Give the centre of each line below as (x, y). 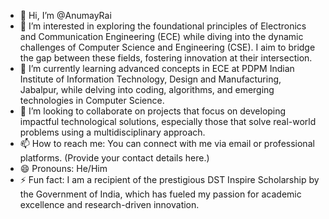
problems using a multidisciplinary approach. (112, 132)
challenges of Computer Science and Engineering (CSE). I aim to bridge (167, 47)
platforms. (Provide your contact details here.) (114, 158)
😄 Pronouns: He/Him (63, 168)
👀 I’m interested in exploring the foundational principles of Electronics (163, 26)
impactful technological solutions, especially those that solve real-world (168, 121)
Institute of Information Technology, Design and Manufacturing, (150, 79)
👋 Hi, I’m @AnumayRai (65, 15)
